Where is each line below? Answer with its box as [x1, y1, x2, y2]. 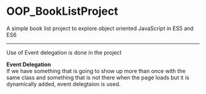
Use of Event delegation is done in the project [6, 49, 122, 56]
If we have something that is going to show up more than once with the [6, 67, 186, 74]
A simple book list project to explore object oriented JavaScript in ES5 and [6, 25, 194, 32]
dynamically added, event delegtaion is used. [6, 80, 121, 87]
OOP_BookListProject [6, 4, 118, 18]
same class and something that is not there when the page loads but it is [6, 74, 189, 81]
